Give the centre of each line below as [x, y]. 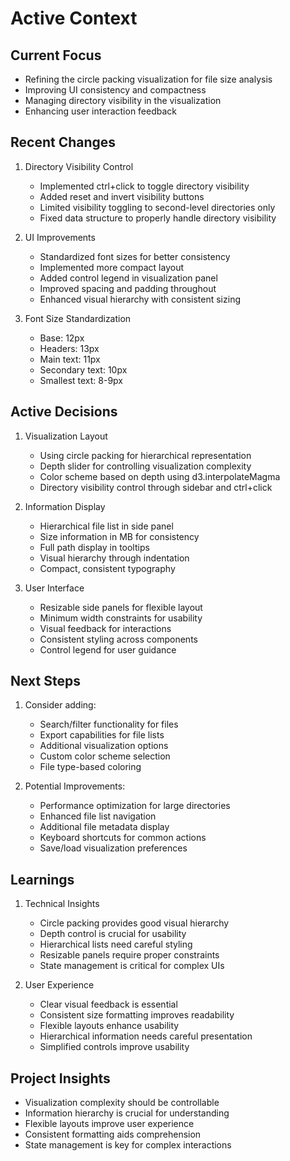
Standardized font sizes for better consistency [135, 256]
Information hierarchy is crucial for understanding [127, 1113]
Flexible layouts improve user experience [109, 1124]
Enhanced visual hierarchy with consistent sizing [140, 299]
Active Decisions [64, 412]
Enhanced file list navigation [98, 816]
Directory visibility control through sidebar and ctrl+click [156, 487]
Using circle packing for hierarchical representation [145, 455]
